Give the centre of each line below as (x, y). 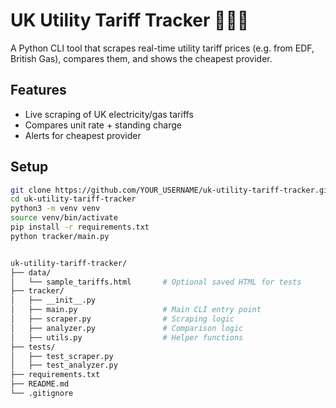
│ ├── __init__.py (53, 300)
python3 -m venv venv (55, 209)
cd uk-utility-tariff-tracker (73, 199)
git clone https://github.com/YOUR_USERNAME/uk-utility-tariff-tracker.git (171, 190)
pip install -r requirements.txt (80, 227)
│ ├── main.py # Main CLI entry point (136, 310)
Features (38, 90)
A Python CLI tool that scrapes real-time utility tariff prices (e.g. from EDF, (162, 48)
